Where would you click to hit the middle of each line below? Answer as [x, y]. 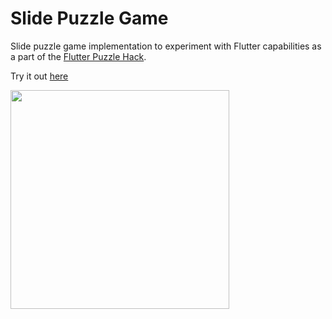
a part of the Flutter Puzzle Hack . [78, 56]
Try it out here [39, 76]
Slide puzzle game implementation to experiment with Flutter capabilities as [166, 46]
